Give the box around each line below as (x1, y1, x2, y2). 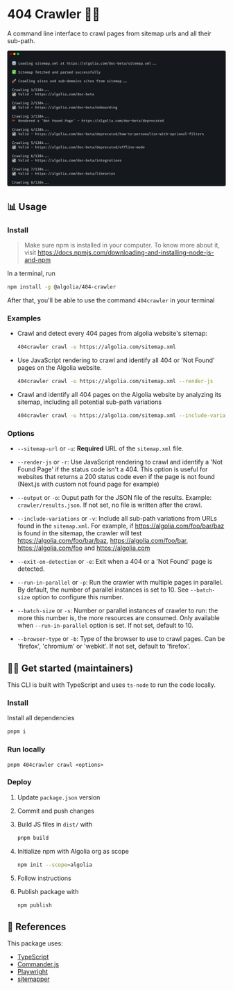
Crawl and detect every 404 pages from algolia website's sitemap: (17, 330, 208, 338)
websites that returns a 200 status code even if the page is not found (17, 473, 215, 481)
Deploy (7, 777, 32, 787)
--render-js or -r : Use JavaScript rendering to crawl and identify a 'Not (17, 458, 223, 466)
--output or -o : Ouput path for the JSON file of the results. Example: (17, 494, 212, 502)
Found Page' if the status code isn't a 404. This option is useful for (17, 465, 208, 473)
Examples (7, 313, 42, 323)
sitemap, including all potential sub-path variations (17, 398, 162, 406)
